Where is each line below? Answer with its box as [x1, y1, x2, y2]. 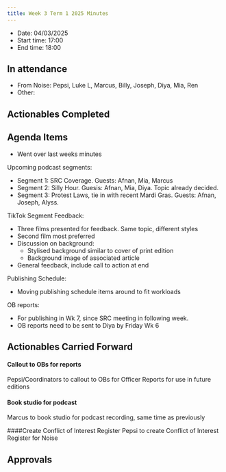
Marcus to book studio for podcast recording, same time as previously [7, 413, 205, 421]
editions [7, 382, 30, 391]
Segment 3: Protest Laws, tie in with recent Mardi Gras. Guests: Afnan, [16, 191, 217, 199]
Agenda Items [7, 131, 68, 144]
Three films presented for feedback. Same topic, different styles [16, 224, 199, 233]
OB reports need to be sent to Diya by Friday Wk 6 [16, 321, 160, 329]
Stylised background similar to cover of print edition [27, 246, 174, 254]
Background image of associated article [27, 254, 140, 262]
